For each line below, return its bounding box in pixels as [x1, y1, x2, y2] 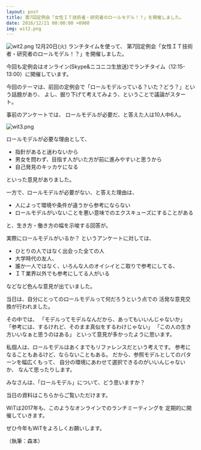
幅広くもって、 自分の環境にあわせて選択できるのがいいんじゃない [22, 359, 186, 366]
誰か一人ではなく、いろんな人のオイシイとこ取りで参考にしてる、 [14, 263, 178, 270]
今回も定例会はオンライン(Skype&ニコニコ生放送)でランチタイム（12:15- [6, 63, 185, 70]
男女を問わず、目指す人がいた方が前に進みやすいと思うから [14, 156, 162, 163]
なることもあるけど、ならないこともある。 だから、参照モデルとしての [6, 351, 181, 358]
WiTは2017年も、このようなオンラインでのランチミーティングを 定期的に [6, 404, 187, 412]
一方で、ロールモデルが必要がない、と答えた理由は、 [6, 189, 138, 196]
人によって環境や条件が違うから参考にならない [14, 202, 131, 209]
